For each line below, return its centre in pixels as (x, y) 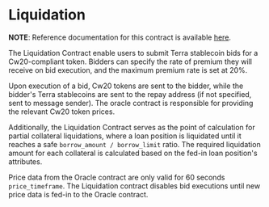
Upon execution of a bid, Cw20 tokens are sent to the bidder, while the (126, 86)
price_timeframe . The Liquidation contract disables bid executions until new (134, 186)
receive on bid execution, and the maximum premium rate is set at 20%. (128, 70)
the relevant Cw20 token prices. (62, 112)
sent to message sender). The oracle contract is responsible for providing (131, 103)
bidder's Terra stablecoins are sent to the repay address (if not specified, (130, 94)
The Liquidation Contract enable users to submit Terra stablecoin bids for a (133, 53)
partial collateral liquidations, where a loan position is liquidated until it (125, 136)
